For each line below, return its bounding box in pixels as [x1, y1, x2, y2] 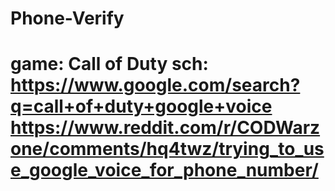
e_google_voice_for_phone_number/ [10, 159, 319, 182]
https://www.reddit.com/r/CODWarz [10, 117, 321, 139]
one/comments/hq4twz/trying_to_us [10, 138, 325, 161]
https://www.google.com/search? [10, 74, 301, 97]
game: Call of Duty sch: [10, 53, 209, 76]
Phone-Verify [10, 7, 125, 30]
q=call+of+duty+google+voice [10, 95, 273, 118]
